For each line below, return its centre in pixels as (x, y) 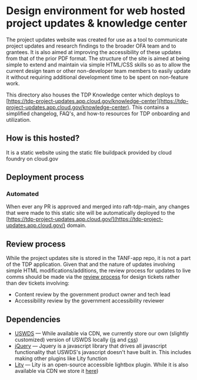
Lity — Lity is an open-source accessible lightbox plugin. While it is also (101, 365)
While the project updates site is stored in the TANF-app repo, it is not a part (98, 258)
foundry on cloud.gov (32, 159)
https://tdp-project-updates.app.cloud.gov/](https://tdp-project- (86, 219)
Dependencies (33, 319)
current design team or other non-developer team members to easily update (98, 71)
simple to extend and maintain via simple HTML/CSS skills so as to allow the (98, 64)
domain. (76, 225)
